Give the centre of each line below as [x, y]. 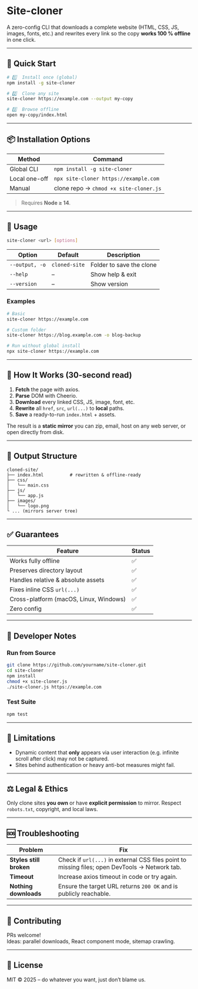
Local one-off [29, 178]
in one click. [21, 39]
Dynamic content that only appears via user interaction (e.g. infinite [97, 752]
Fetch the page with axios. [47, 389]
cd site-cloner [25, 671]
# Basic [16, 313]
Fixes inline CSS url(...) [45, 590]
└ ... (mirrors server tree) [42, 511]
